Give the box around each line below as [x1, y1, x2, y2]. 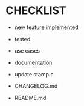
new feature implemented [14, 24, 79, 31]
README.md [14, 94, 47, 101]
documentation [14, 59, 53, 66]
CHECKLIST [5, 4, 67, 18]
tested [14, 35, 31, 42]
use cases [14, 47, 40, 55]
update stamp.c [14, 70, 54, 78]
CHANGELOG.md [14, 82, 58, 90]
